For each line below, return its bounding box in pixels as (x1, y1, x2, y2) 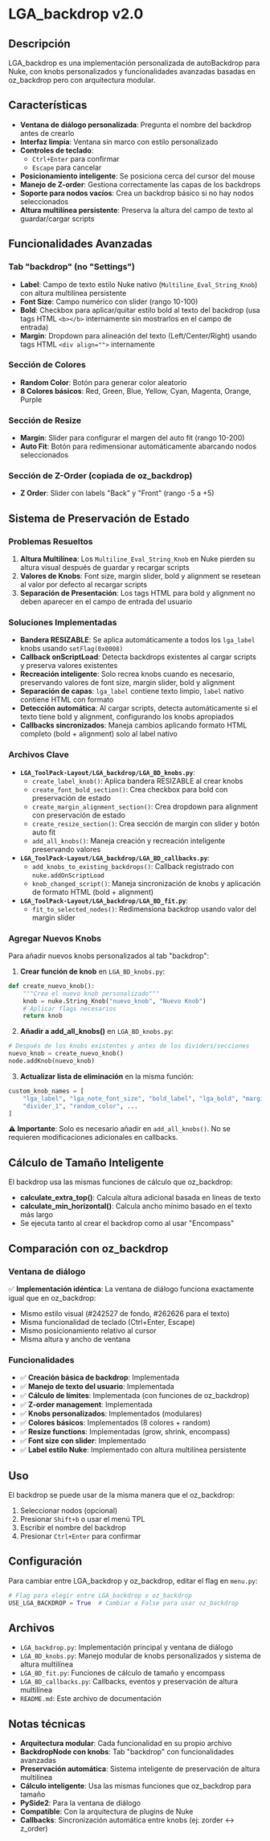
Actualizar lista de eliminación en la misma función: (19, 1071, 194, 1081)
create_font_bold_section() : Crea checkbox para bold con (31, 785, 228, 794)
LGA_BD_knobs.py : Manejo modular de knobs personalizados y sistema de (19, 1651, 261, 1661)
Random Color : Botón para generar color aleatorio (19, 377, 187, 387)
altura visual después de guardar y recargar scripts (19, 563, 190, 572)
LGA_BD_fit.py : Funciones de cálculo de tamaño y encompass (19, 1668, 225, 1678)
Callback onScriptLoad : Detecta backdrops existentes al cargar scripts (19, 652, 257, 662)
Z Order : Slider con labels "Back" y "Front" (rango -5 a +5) (19, 488, 215, 498)
